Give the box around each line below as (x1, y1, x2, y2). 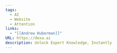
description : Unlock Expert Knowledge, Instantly (5, 40, 112, 45)
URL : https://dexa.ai (5, 36, 51, 41)
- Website (10, 17, 30, 22)
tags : (5, 7, 17, 13)
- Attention (10, 21, 35, 27)
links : (5, 26, 19, 31)
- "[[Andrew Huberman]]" (10, 31, 62, 36)
